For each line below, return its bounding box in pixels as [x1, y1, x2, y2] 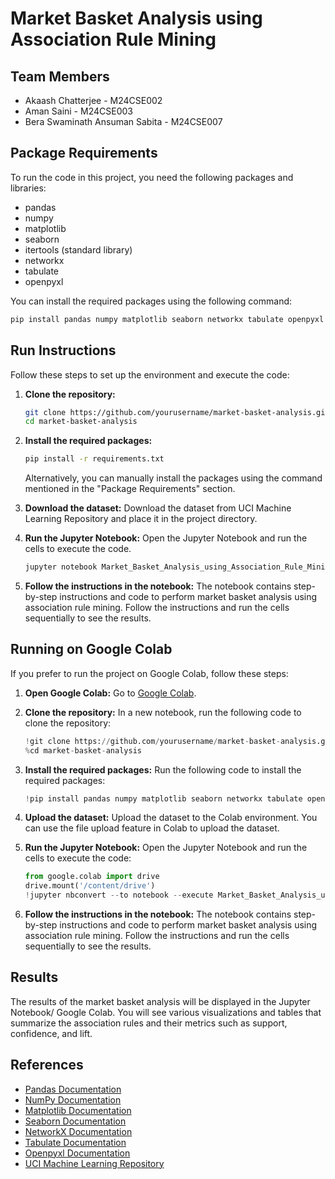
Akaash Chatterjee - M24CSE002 [24, 95, 163, 106]
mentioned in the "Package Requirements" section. [24, 483, 236, 495]
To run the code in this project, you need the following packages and [10, 171, 294, 183]
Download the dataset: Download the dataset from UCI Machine [24, 502, 292, 514]
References [10, 1057, 84, 1074]
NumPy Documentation [24, 1093, 122, 1106]
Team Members [10, 68, 110, 85]
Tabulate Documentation [24, 1136, 127, 1148]
